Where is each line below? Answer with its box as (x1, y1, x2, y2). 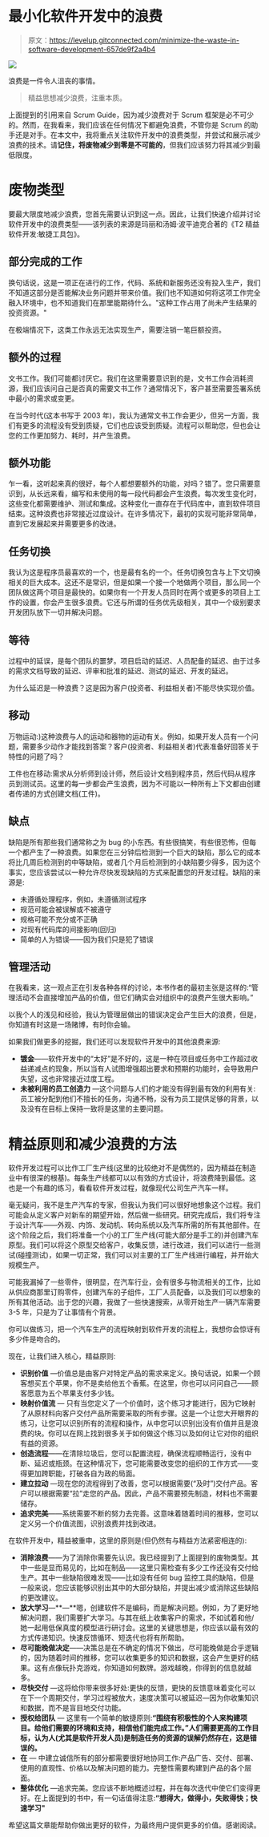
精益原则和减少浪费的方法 (8, 1135, 178, 1153)
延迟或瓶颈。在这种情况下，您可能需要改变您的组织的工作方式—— (34, 1459, 252, 1468)
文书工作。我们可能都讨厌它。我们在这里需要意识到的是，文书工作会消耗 (8, 373, 247, 383)
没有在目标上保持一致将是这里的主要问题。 (26, 1104, 168, 1114)
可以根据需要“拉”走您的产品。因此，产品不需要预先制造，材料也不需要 (26, 1488, 259, 1499)
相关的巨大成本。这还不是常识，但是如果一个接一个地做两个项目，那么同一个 (8, 578, 261, 587)
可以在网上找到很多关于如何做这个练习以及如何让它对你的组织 (54, 1428, 259, 1439)
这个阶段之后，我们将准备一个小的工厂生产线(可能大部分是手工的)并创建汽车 (8, 1230, 259, 1240)
